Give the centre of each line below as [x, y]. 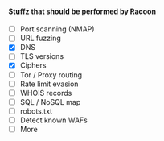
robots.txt [36, 111]
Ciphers [33, 65]
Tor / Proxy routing [51, 75]
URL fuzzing [41, 38]
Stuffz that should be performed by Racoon [82, 11]
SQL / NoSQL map [50, 102]
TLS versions [42, 56]
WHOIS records [46, 93]
